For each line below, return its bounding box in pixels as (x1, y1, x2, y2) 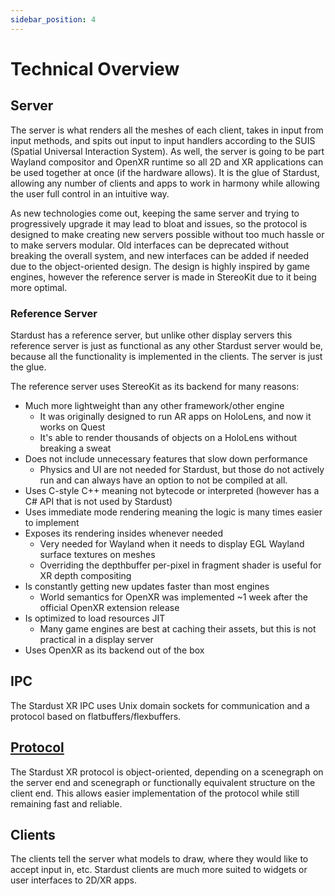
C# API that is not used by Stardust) (24, 495, 173, 507)
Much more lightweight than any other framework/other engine (24, 399, 285, 411)
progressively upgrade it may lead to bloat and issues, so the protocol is (10, 217, 308, 230)
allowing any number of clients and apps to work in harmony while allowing (10, 177, 320, 189)
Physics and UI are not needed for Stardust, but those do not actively (39, 463, 325, 475)
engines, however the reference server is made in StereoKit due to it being (10, 271, 317, 283)
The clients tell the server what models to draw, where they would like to (10, 853, 309, 865)
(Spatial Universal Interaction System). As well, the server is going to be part (10, 145, 325, 157)
